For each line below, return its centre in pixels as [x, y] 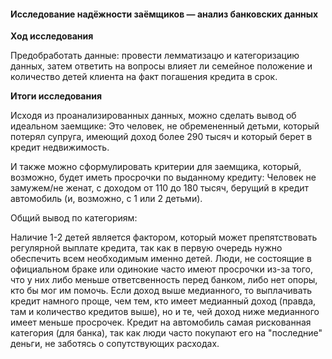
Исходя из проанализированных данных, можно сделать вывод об [153, 116]
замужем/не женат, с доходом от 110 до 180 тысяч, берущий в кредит [160, 188]
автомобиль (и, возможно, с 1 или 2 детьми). [106, 199]
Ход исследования [52, 36]
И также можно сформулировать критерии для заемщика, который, [156, 167]
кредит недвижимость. [60, 147]
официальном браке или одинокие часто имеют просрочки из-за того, [161, 269]
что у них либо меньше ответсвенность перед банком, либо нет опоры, [164, 280]
